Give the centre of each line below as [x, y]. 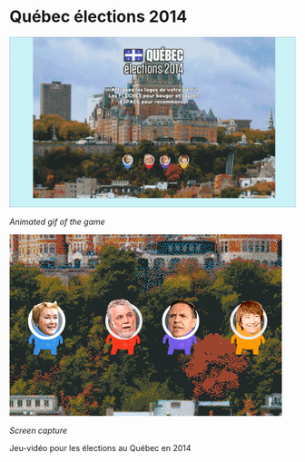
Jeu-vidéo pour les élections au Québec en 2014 [101, 448]
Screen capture [39, 431]
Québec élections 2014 [98, 17]
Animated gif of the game [58, 222]
